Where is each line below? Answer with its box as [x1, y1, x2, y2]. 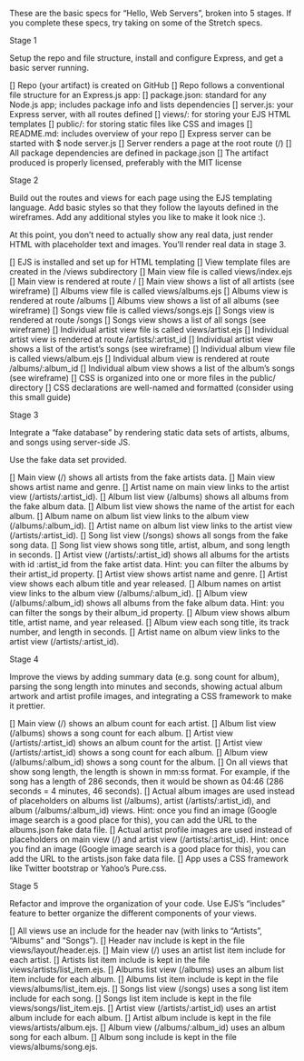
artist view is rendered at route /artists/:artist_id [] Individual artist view [9, 334, 274, 345]
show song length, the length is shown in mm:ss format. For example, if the [9, 766, 290, 776]
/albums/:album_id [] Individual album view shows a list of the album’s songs [9, 363, 295, 374]
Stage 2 [9, 175, 39, 185]
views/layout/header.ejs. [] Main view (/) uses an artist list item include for [9, 945, 286, 956]
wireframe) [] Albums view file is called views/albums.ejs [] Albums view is [9, 285, 289, 296]
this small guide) [9, 392, 71, 403]
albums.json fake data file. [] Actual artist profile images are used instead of [9, 825, 293, 835]
